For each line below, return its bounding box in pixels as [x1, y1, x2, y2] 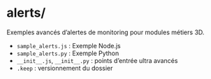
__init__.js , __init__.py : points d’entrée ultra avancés [16, 56, 178, 64]
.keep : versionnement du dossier [16, 64, 113, 72]
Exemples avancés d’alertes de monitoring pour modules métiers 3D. [6, 28, 205, 36]
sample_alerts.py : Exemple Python [16, 49, 119, 57]
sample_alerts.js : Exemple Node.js [16, 41, 121, 50]
